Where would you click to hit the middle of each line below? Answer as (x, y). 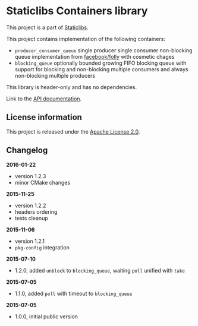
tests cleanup (32, 218)
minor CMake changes (43, 182)
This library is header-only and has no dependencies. (72, 87)
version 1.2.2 (30, 205)
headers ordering (36, 211)
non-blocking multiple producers (55, 75)
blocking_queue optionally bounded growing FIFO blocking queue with (100, 63)
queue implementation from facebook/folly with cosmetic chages (95, 56)
